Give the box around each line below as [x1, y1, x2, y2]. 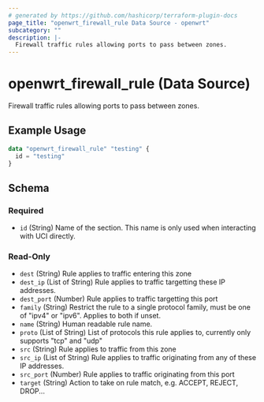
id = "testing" [15, 152, 65, 160]
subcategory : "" [8, 26, 61, 34]
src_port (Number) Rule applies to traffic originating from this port [19, 370, 235, 379]
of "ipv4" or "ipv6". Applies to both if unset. [19, 311, 162, 321]
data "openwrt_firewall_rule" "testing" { [8, 145, 150, 152]
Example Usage [8, 124, 87, 137]
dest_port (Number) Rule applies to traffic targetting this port [19, 294, 218, 304]
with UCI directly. [19, 231, 76, 241]
